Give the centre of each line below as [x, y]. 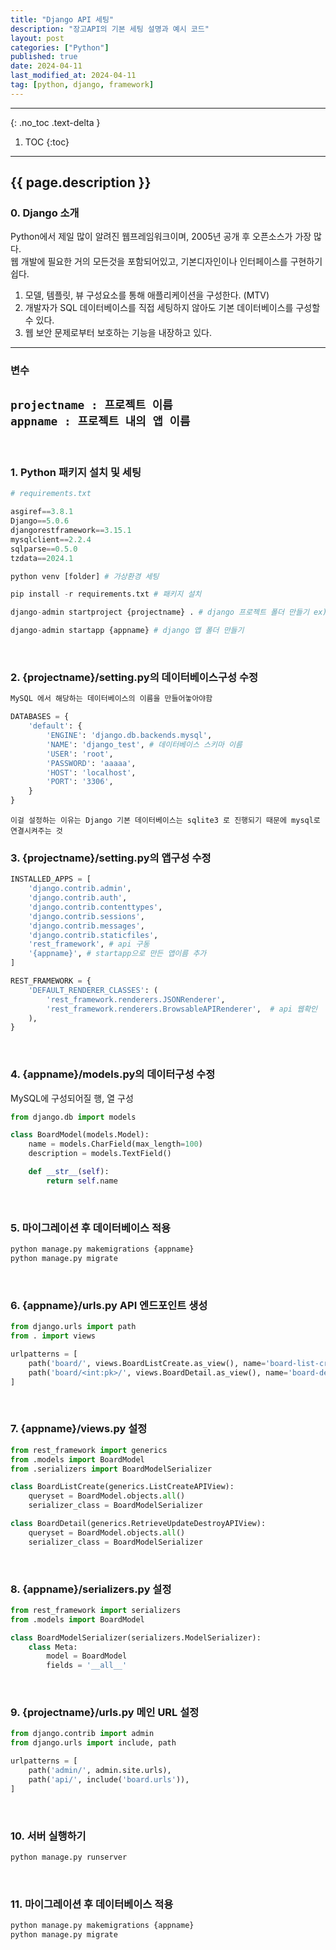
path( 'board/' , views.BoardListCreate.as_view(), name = [147, 1363]
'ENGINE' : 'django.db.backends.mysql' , [129, 736]
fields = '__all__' [87, 1666]
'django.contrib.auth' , [78, 898]
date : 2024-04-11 [46, 66]
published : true [44, 57]
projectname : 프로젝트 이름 [91, 404]
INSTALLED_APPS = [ [51, 879]
